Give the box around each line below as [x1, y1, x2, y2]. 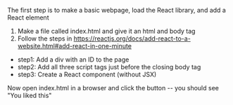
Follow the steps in [17, 34, 73, 43]
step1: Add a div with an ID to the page [17, 55, 130, 64]
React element [7, 13, 49, 22]
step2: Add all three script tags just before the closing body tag [17, 63, 201, 71]
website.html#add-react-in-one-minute [17, 42, 132, 50]
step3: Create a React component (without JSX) [17, 70, 157, 78]
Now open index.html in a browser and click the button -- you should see [7, 84, 220, 92]
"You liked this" [7, 91, 52, 99]
